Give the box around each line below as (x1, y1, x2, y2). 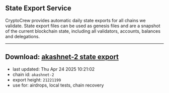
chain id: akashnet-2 (12, 71, 54, 77)
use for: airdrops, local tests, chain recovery (12, 82, 104, 88)
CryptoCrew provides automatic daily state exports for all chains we (5, 17, 146, 23)
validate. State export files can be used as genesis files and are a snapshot (5, 23, 160, 29)
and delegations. (5, 33, 40, 39)
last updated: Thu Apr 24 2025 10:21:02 (12, 66, 95, 72)
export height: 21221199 (12, 76, 61, 82)
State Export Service (5, 4, 71, 13)
